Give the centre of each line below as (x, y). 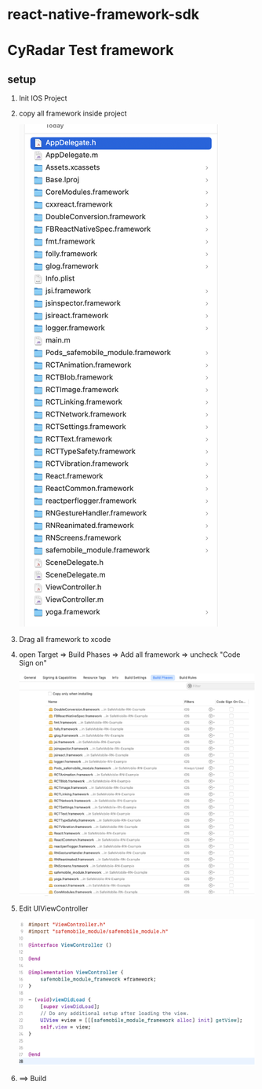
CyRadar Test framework (91, 51)
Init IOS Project (43, 98)
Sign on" (33, 663)
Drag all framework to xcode (65, 640)
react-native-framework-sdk (103, 15)
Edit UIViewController (53, 908)
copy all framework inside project (73, 114)
